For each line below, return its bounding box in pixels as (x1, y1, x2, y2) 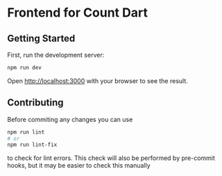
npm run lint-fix (7, 141, 58, 148)
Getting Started (7, 33, 76, 44)
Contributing (7, 97, 64, 109)
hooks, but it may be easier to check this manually (7, 161, 151, 170)
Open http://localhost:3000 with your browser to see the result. (7, 76, 189, 85)
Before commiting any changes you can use (7, 115, 133, 123)
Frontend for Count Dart (7, 5, 148, 21)
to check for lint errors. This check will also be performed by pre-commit (7, 154, 215, 162)
